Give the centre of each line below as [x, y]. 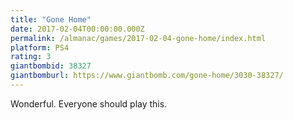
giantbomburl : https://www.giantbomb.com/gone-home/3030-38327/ [147, 76]
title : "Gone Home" [51, 19]
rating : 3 [31, 57]
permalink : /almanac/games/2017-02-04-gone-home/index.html [138, 38]
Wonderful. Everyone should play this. [89, 103]
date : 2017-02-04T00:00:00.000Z [77, 29]
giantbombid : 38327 [51, 66]
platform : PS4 [40, 47]
